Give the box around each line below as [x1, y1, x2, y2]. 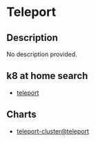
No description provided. [6, 50, 77, 58]
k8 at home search [6, 70, 88, 82]
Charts [6, 109, 37, 121]
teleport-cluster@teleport [16, 127, 89, 135]
